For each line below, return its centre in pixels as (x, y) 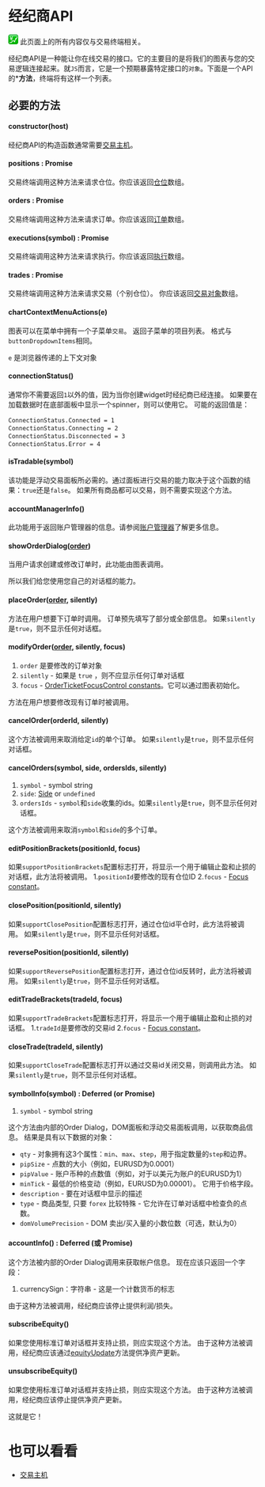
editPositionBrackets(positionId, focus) (74, 848)
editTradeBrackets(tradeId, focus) (65, 999)
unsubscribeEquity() (43, 1371)
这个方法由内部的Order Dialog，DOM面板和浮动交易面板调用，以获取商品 (127, 1127)
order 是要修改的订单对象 (61, 665)
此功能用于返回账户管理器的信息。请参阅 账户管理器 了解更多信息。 (115, 528)
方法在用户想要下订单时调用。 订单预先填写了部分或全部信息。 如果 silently (132, 619)
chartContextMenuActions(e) (58, 312)
